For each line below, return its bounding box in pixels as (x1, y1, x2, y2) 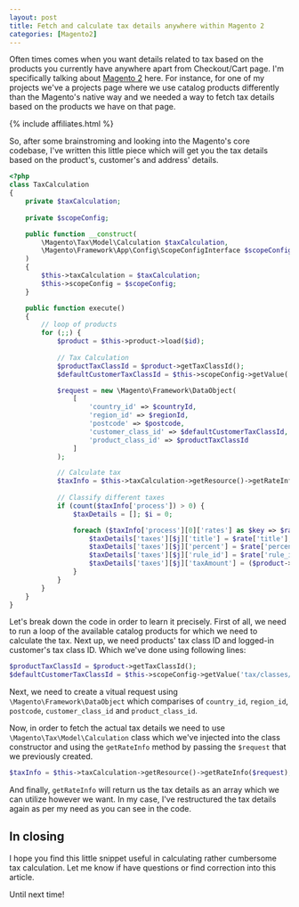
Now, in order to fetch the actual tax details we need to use (9, 723, 225, 733)
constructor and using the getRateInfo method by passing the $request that (9, 741, 287, 753)
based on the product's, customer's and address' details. (9, 155, 220, 166)
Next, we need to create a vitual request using (9, 687, 178, 698)
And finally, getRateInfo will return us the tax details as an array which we (9, 785, 280, 795)
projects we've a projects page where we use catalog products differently (9, 82, 280, 94)
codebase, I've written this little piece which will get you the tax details (9, 145, 269, 156)
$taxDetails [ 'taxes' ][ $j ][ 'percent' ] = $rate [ (88, 543, 265, 552)
